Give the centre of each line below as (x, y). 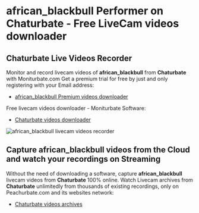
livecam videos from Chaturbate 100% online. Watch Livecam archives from (99, 180)
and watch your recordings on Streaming (83, 159)
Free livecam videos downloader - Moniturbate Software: (76, 108)
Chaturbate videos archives (49, 204)
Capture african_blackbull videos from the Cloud (98, 150)
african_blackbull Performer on (85, 11)
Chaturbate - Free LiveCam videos (93, 24)
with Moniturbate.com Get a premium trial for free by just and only (87, 79)
